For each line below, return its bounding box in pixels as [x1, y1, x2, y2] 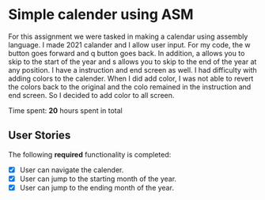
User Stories [8, 129, 71, 142]
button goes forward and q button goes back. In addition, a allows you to [8, 48, 245, 58]
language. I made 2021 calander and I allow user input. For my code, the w [8, 40, 251, 49]
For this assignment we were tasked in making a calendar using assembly [8, 32, 248, 41]
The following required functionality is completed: [8, 149, 172, 159]
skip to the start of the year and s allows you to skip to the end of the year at [8, 57, 257, 66]
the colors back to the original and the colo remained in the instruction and [8, 81, 252, 92]
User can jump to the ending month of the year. [19, 183, 174, 192]
